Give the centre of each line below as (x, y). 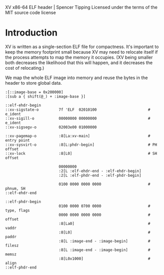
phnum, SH (15, 188)
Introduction (31, 33)
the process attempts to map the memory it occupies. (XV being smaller (79, 57)
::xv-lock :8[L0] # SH (81, 153)
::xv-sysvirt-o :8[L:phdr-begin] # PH (81, 145)
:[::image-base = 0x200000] (34, 92)
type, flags (17, 210)
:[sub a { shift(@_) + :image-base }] (45, 96)
